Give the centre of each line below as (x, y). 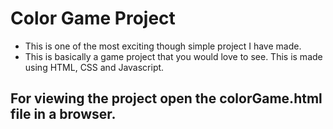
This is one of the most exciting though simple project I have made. (163, 46)
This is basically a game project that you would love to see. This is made (173, 56)
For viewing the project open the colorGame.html (166, 98)
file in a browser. (63, 114)
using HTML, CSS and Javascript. (94, 67)
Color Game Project (93, 18)
